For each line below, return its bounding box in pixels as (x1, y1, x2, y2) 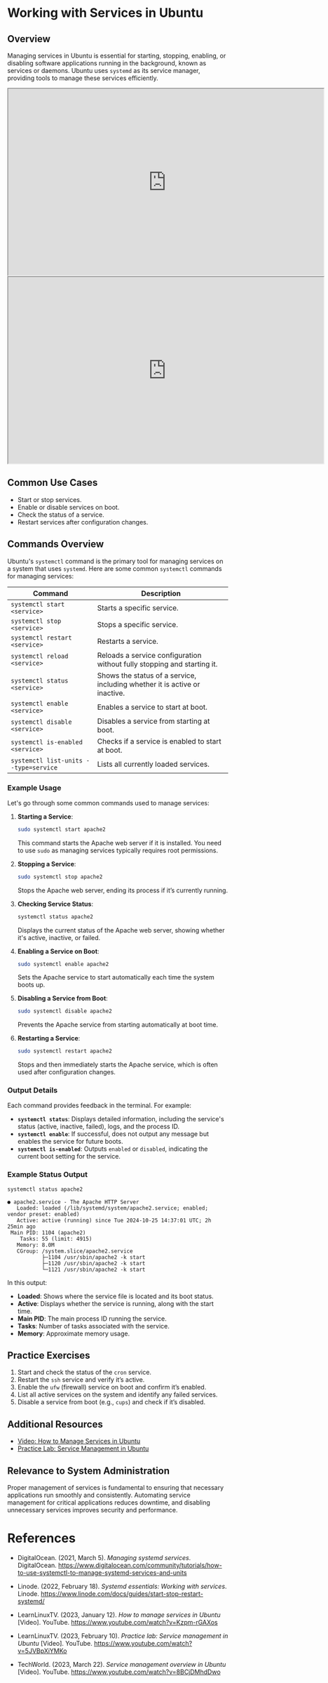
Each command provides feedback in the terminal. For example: (7, 1101, 191, 1110)
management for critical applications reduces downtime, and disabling (7, 1498, 210, 1507)
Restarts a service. (97, 636, 159, 646)
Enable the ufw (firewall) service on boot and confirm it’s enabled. (17, 1383, 207, 1392)
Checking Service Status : (17, 899, 93, 908)
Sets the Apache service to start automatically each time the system (17, 973, 215, 982)
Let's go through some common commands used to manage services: (7, 798, 210, 807)
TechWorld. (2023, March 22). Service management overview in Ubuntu (17, 1661, 226, 1669)
